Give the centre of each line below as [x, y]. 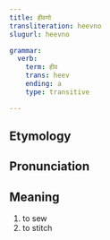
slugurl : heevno [39, 34]
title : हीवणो [30, 17]
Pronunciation [50, 167]
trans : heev [47, 76]
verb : [28, 59]
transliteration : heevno [55, 26]
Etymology [40, 137]
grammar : [25, 50]
